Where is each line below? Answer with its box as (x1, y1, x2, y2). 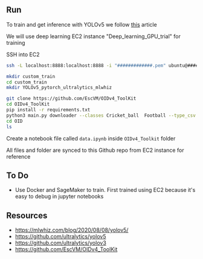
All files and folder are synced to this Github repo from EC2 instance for (6, 146, 184, 154)
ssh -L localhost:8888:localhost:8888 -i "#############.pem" (6, 62, 166, 68)
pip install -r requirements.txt (6, 107, 91, 113)
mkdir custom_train (6, 73, 56, 79)
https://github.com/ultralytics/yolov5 (14, 233, 106, 240)
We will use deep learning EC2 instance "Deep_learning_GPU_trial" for (6, 33, 181, 40)
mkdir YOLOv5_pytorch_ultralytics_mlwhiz (6, 85, 112, 91)
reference (6, 152, 31, 160)
